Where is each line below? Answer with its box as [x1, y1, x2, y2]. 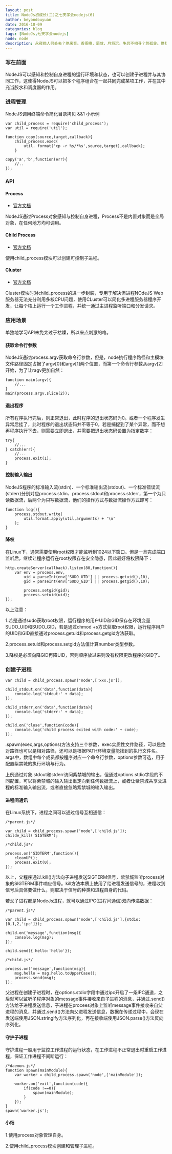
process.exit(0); [14, 860, 52, 865]
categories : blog [5, 27, 42, 32]
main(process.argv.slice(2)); [5, 391, 70, 396]
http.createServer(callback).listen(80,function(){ [5, 565, 118, 571]
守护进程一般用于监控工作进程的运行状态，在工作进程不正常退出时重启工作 [5, 1046, 162, 1052]
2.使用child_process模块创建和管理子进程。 [5, 1143, 97, 1149]
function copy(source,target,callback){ [5, 134, 93, 140]
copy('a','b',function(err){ [5, 157, 68, 162]
